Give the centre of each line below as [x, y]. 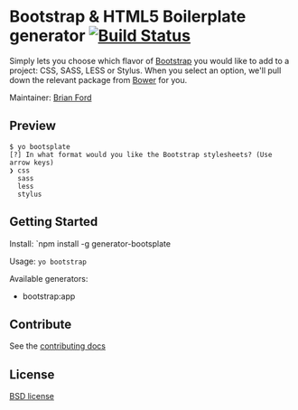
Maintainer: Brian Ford [51, 98]
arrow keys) [32, 163]
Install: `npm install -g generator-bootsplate [90, 243]
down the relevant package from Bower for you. [98, 79]
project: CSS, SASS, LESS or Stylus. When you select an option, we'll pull [145, 70]
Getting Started [54, 222]
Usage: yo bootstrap [48, 261]
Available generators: [49, 278]
